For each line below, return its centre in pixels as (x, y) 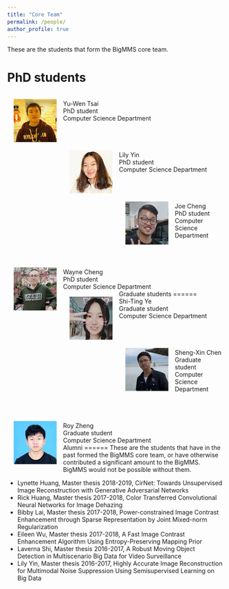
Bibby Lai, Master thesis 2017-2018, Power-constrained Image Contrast (118, 513)
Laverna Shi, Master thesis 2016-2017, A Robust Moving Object (106, 549)
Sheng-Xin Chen (198, 353)
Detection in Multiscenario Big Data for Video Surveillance (99, 556)
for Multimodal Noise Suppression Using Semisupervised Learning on (116, 571)
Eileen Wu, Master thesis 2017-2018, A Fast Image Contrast (101, 535)
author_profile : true (38, 29)
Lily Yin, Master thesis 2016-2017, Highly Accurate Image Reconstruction (120, 564)
